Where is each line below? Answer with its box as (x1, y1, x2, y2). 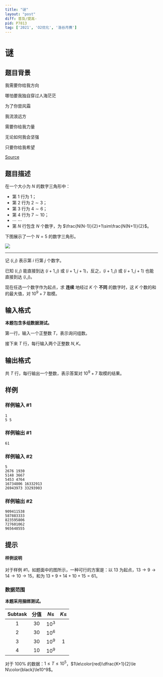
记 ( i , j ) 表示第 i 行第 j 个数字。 (5, 257, 64, 263)
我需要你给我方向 (5, 82, 39, 88)
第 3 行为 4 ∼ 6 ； (12, 205, 48, 212)
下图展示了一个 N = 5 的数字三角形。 (5, 233, 79, 239)
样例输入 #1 (5, 402, 32, 409)
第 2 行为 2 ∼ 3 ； (12, 200, 48, 205)
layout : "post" (5, 12, 36, 17)
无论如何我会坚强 (5, 134, 39, 140)
